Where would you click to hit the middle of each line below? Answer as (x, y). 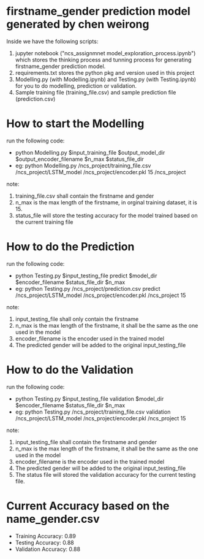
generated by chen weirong (78, 24)
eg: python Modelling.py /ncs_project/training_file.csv (83, 165)
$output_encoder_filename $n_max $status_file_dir (79, 159)
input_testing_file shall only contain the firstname (77, 319)
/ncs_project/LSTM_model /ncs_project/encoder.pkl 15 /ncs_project (100, 172)
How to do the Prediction (70, 247)
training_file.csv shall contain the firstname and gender (85, 196)
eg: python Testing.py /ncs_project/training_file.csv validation (93, 412)
